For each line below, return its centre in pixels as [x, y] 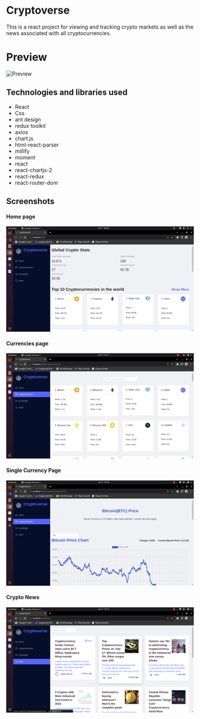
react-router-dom [36, 183]
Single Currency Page [34, 470]
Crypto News [23, 597]
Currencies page [27, 343]
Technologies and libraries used [67, 93]
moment [25, 157]
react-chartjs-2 [33, 170]
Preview [27, 57]
